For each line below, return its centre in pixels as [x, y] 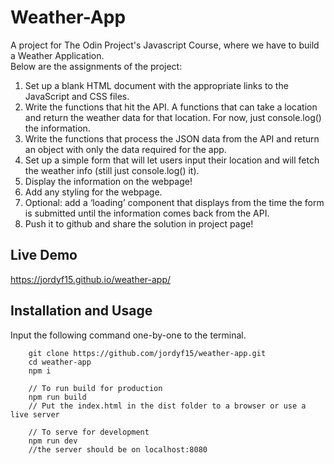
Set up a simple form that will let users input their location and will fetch [172, 160]
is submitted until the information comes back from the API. [147, 213]
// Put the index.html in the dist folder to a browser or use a [167, 406]
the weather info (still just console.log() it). [112, 170]
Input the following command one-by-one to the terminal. [128, 335]
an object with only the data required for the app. [125, 149]
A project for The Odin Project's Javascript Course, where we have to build [165, 45]
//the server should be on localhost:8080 [118, 449]
